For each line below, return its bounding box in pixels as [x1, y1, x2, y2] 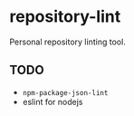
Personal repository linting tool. [9, 36, 127, 47]
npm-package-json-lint [22, 88, 109, 97]
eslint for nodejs [22, 96, 83, 107]
